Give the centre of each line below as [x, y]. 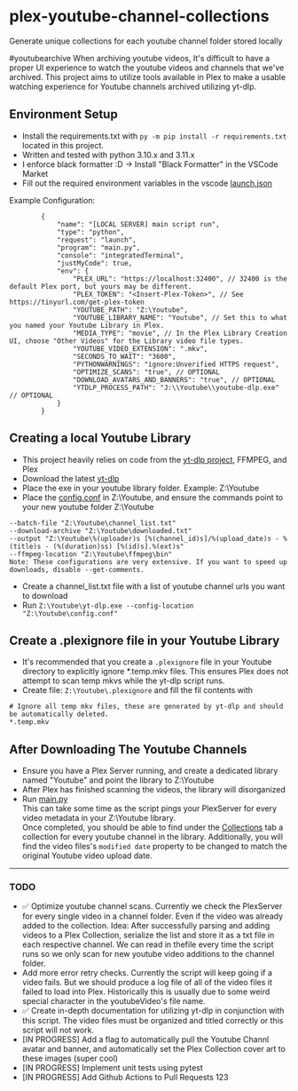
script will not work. [58, 1030]
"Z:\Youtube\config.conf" [70, 613]
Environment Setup [63, 114]
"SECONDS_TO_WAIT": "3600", [124, 356]
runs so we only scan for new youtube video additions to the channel [148, 954]
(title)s [25, 546]
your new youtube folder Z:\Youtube [88, 506]
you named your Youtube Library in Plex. [87, 325]
